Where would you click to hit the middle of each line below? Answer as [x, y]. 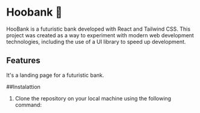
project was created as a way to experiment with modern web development [100, 35]
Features [23, 60]
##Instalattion [24, 87]
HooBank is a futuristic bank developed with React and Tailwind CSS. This [98, 29]
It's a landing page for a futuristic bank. [55, 75]
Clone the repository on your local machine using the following [93, 98]
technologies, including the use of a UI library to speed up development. [96, 41]
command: [28, 105]
